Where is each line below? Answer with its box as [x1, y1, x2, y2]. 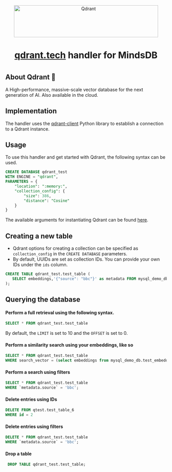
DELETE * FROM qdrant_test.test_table [5, 435, 88, 440]
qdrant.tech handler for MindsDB [14, 50, 158, 61]
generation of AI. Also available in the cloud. [5, 92, 98, 98]
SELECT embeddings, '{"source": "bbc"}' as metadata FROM [12, 276, 137, 281]
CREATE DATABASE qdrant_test [5, 169, 68, 175]
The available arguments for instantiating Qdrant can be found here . [5, 217, 148, 223]
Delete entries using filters [5, 423, 63, 430]
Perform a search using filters [5, 369, 71, 375]
